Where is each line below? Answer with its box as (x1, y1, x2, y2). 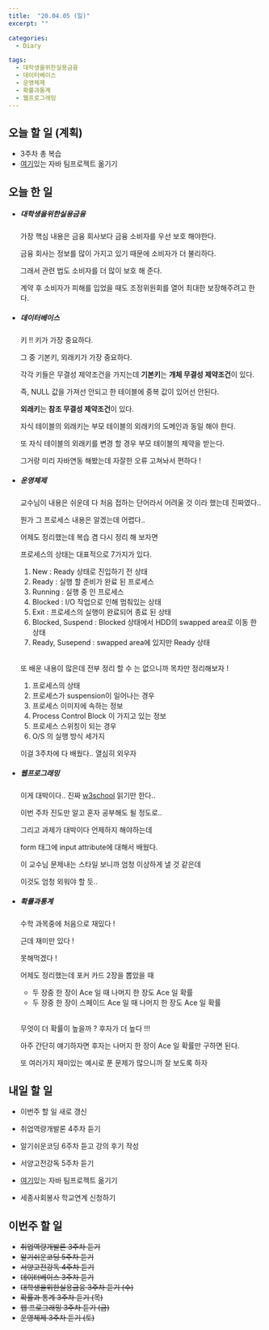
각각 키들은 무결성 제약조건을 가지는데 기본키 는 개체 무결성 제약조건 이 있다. (19, 370, 255, 379)
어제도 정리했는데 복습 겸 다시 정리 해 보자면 (19, 532, 159, 541)
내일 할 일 (8, 1084, 53, 1097)
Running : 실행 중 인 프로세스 (32, 587, 124, 597)
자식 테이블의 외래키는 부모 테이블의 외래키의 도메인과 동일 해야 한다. (19, 421, 236, 430)
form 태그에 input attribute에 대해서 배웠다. (19, 842, 158, 852)
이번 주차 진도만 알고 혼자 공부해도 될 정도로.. (19, 807, 163, 817)
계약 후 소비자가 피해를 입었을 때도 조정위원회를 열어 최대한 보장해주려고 (19, 283, 247, 293)
